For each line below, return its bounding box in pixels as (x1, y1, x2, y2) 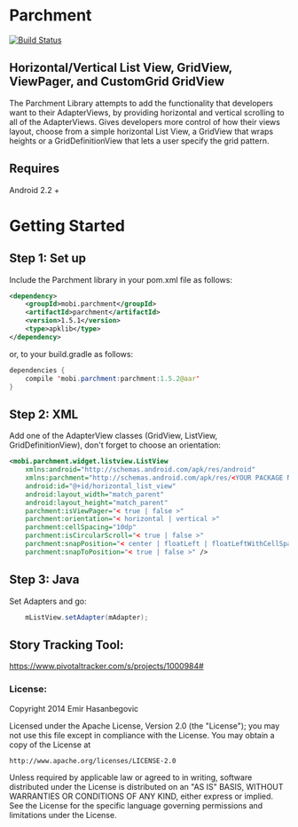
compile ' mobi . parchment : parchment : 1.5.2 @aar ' (25, 374, 200, 383)
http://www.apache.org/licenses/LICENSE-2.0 (9, 756, 176, 765)
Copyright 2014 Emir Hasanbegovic (9, 703, 139, 714)
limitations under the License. (9, 809, 117, 820)
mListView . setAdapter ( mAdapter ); (25, 612, 149, 621)
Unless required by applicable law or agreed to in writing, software (9, 772, 253, 783)
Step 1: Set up (9, 251, 87, 266)
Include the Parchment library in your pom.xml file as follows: (9, 274, 233, 285)
